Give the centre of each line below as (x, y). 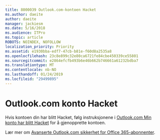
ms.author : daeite (24, 14)
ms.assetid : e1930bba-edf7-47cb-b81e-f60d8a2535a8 (58, 51)
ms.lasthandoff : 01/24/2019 (34, 74)
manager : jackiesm (24, 24)
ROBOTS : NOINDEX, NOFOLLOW (33, 42)
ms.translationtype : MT (30, 65)
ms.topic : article (24, 38)
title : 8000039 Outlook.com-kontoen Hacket (51, 10)
